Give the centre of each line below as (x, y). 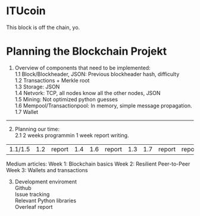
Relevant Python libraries (45, 201)
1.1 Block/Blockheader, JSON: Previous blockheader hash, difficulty (97, 74)
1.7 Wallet (26, 112)
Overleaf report (34, 207)
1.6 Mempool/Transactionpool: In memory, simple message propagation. (103, 106)
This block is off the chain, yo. (43, 27)
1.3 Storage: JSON (37, 87)
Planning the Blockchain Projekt (87, 51)
